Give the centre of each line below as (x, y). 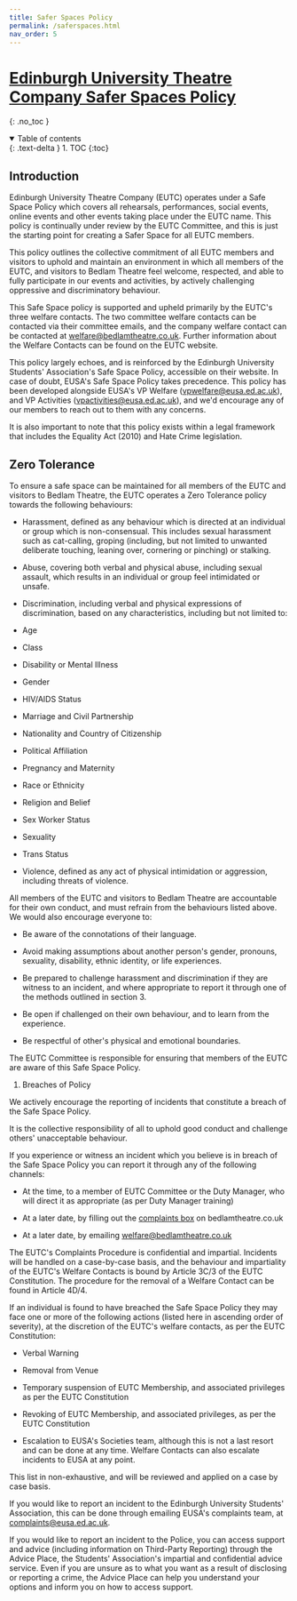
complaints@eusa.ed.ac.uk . (60, 1522)
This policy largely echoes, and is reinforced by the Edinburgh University (142, 363)
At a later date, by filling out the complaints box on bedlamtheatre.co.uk (152, 1218)
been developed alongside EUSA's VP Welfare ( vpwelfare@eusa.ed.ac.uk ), (146, 391)
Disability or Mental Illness (70, 664)
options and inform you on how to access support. (101, 1587)
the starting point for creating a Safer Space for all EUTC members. (132, 236)
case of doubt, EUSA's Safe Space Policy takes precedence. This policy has (148, 381)
